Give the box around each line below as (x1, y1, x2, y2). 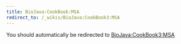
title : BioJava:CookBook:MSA (6, 8, 80, 15)
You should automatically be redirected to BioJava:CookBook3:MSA (6, 31, 175, 38)
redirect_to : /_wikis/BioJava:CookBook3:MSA (6, 14, 120, 20)
